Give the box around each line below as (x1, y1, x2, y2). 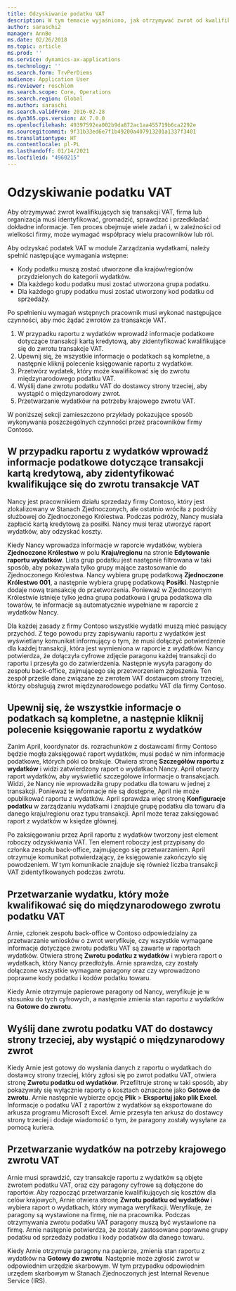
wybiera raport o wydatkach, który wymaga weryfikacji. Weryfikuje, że (7, 1203, 212, 1212)
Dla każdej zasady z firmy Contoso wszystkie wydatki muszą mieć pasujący (7, 622, 227, 630)
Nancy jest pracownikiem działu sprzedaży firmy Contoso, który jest (7, 497, 205, 506)
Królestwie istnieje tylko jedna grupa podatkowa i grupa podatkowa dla (7, 593, 213, 601)
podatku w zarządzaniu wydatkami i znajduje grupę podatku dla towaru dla (7, 802, 225, 811)
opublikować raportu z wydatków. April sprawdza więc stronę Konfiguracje (7, 795, 226, 803)
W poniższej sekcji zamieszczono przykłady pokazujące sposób (7, 410, 193, 418)
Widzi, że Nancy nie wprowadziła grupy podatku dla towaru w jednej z (7, 780, 211, 788)
